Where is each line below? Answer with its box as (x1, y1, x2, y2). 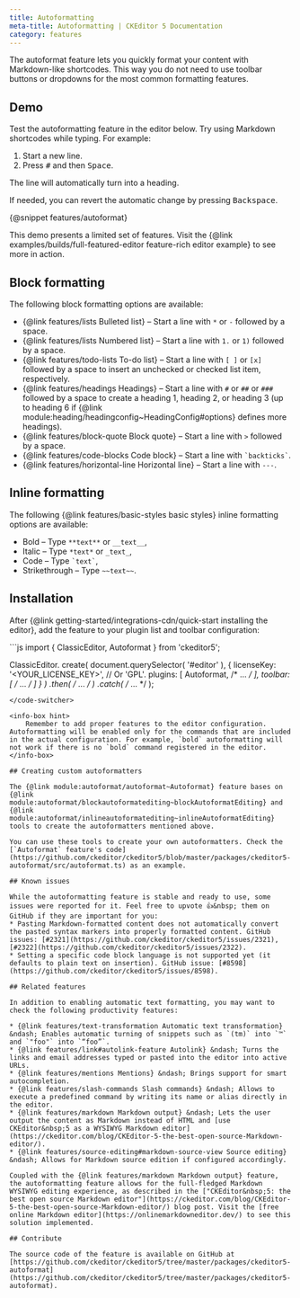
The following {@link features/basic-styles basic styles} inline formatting (9, 509, 278, 520)
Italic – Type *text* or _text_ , (22, 546, 133, 556)
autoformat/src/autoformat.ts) (9, 860, 127, 870)
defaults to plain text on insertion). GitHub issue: (9, 958, 216, 967)
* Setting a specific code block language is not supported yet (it (9, 950, 271, 960)
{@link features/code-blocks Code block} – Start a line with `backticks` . (22, 450, 292, 460)
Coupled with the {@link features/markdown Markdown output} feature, (9, 1170, 279, 1180)
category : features (9, 30, 83, 39)
